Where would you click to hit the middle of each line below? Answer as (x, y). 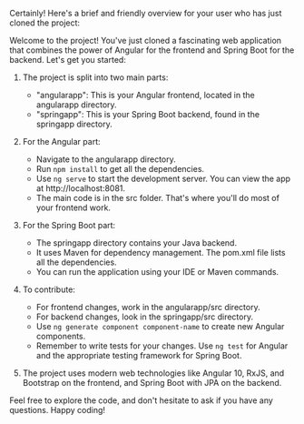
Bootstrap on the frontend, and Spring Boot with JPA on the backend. (152, 383)
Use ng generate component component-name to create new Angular (160, 326)
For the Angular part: (61, 141)
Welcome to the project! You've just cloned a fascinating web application (146, 40)
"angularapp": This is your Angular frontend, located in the (146, 95)
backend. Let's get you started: (68, 60)
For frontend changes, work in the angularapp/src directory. (148, 307)
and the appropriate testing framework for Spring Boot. (139, 355)
